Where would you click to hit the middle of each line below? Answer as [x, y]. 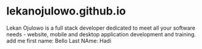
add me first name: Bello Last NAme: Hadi [59, 41]
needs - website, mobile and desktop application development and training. [101, 34]
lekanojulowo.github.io [66, 11]
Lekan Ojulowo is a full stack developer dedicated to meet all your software [101, 28]
